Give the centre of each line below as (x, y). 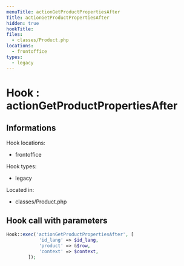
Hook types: (21, 166)
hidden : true (23, 23)
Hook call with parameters (57, 220)
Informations (31, 128)
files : (15, 35)
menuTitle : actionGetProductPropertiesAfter (63, 12)
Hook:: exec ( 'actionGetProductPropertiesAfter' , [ (70, 234)
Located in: (20, 189)
